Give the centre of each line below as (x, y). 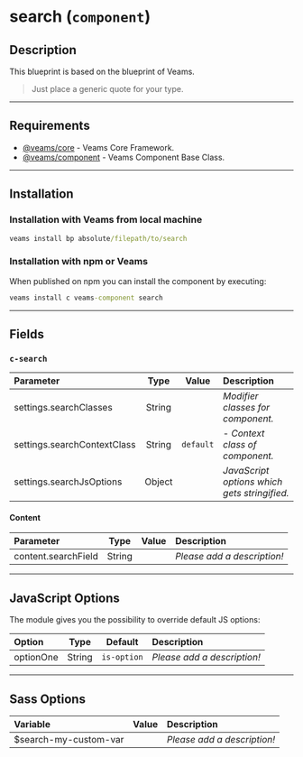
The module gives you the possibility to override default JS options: (135, 620)
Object (158, 482)
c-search (28, 359)
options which (252, 482)
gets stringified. (256, 494)
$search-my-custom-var (69, 740)
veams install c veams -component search (87, 298)
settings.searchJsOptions (68, 482)
